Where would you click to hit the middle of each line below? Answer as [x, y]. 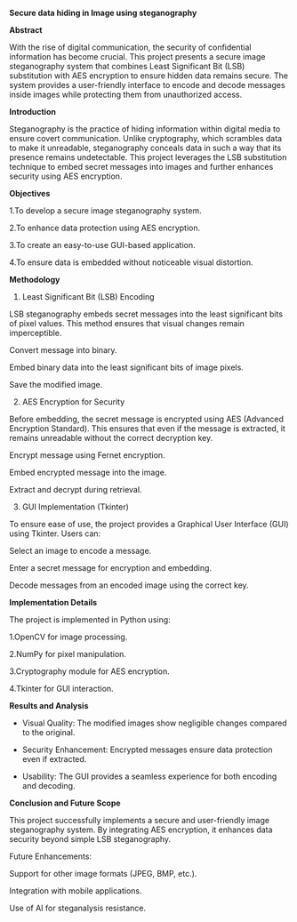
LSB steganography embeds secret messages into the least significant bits [146, 314]
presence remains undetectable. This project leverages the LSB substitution [148, 157]
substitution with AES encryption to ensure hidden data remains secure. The [149, 76]
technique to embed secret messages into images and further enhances [141, 167]
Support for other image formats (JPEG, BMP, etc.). [103, 874]
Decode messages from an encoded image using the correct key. [129, 585]
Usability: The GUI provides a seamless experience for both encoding [149, 776]
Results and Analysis [49, 706]
